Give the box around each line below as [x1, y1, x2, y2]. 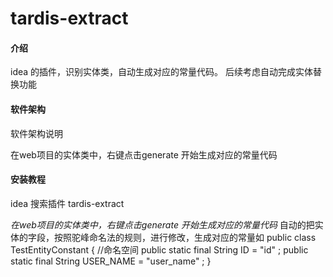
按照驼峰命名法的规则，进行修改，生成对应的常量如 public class [53, 231, 317, 243]
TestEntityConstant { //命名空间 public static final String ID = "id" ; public [10, 243, 309, 256]
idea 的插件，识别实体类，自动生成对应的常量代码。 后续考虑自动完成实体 [10, 66, 313, 78]
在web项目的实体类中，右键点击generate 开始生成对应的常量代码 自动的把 [10, 218, 315, 231]
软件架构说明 [10, 127, 63, 139]
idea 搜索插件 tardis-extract [10, 197, 125, 209]
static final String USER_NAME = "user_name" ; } [10, 255, 212, 267]
